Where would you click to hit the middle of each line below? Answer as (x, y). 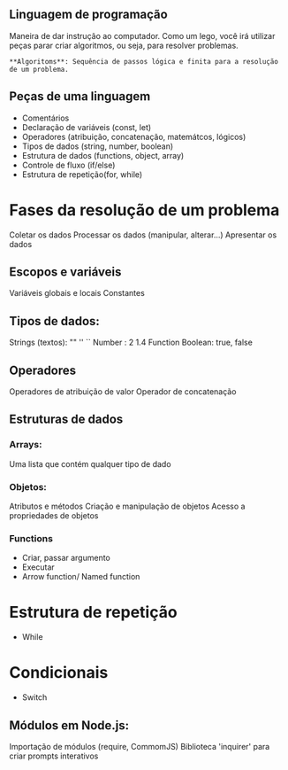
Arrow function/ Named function (81, 577)
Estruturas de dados (66, 420)
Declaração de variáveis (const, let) (87, 127)
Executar (38, 567)
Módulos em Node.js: (69, 725)
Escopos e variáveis (65, 272)
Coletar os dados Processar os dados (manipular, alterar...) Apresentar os (143, 235)
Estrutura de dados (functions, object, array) (103, 155)
